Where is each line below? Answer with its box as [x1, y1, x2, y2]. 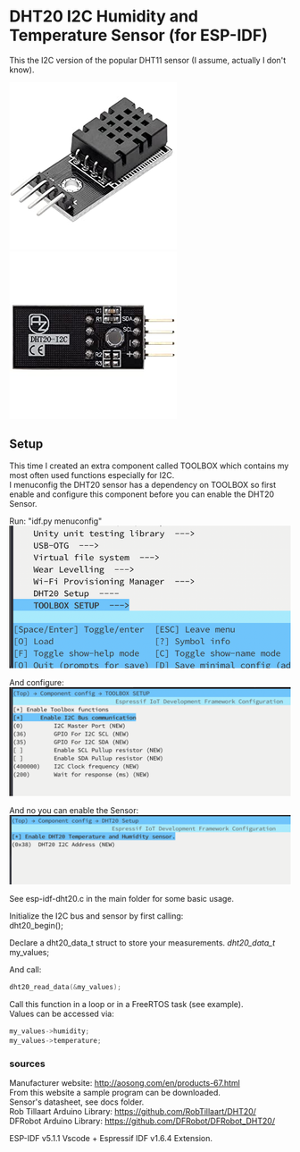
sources [9, 1057, 46, 1070]
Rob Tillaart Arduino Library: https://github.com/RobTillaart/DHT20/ [9, 1106, 257, 1116]
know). [9, 64, 35, 75]
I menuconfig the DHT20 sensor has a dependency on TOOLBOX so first [9, 479, 277, 490]
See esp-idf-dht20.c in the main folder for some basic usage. [9, 894, 235, 904]
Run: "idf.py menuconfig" [9, 516, 103, 526]
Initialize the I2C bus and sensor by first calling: [9, 911, 184, 921]
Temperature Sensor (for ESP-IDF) [9, 25, 268, 46]
